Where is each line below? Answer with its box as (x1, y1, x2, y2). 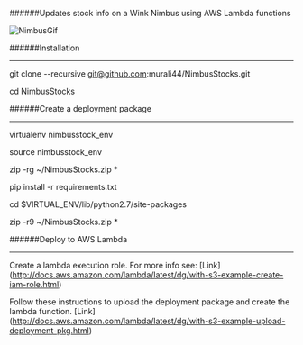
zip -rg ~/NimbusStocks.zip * (9, 164, 118, 175)
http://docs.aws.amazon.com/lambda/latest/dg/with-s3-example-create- (12, 269, 284, 280)
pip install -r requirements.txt (9, 182, 117, 192)
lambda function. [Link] (9, 306, 96, 316)
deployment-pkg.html (9, 325, 90, 336)
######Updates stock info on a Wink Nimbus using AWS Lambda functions (9, 8, 291, 18)
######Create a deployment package (9, 104, 151, 113)
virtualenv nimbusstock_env (9, 130, 114, 140)
